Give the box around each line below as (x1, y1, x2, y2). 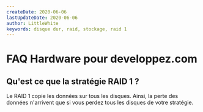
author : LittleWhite (6, 20, 59, 26)
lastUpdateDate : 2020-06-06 (6, 15, 78, 21)
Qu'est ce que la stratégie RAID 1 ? (6, 76, 139, 86)
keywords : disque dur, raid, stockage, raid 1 (6, 26, 127, 32)
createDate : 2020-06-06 (6, 9, 67, 15)
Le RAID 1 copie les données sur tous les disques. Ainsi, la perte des (6, 93, 179, 100)
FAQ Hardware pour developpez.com (6, 52, 197, 66)
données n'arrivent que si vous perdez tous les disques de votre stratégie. (6, 99, 194, 107)
